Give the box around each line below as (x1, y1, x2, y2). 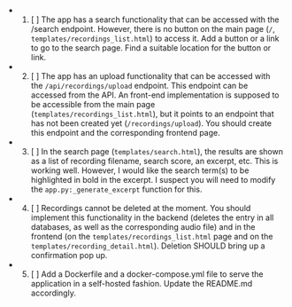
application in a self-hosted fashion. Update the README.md (30, 279, 253, 288)
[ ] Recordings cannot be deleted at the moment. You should (30, 203, 251, 213)
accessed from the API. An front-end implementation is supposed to (30, 90, 280, 100)
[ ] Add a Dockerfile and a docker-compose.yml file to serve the (30, 269, 264, 279)
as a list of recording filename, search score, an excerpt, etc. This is (30, 156, 279, 166)
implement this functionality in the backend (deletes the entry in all (30, 212, 274, 223)
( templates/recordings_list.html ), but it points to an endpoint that (30, 108, 274, 119)
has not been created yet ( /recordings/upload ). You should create (30, 118, 273, 129)
